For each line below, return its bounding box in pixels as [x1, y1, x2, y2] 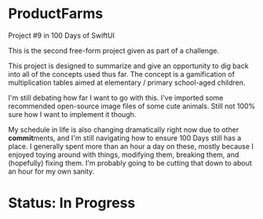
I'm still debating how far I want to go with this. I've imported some [8, 93, 224, 102]
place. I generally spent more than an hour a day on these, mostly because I [8, 141, 254, 151]
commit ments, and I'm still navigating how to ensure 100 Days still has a [8, 133, 242, 142]
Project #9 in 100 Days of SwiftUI [8, 31, 115, 40]
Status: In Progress [8, 194, 136, 212]
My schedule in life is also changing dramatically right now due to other [8, 125, 239, 134]
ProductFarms [8, 5, 104, 23]
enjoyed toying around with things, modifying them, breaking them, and [8, 150, 239, 159]
